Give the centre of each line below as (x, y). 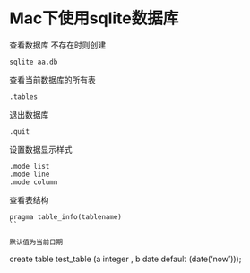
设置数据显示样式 (41, 149)
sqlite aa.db (34, 62)
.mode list (30, 166)
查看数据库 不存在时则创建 (57, 45)
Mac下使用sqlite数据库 (94, 18)
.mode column (34, 182)
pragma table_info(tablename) (66, 216)
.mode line (30, 174)
